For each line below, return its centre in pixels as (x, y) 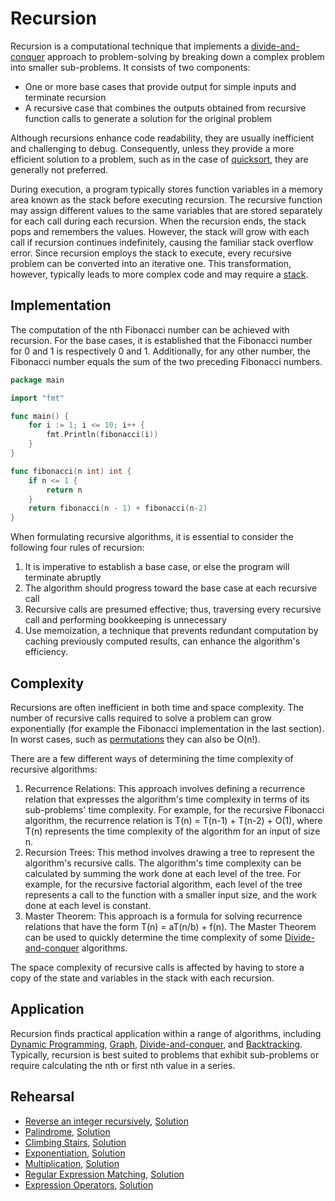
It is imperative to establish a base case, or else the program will (157, 567)
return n (64, 490)
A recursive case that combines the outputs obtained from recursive (165, 108)
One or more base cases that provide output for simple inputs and (160, 86)
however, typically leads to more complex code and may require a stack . (159, 274)
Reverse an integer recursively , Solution (106, 1121)
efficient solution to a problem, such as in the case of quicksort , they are (159, 159)
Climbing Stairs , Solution (75, 1142)
